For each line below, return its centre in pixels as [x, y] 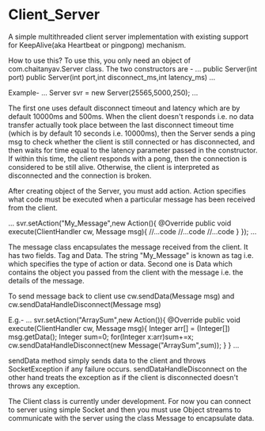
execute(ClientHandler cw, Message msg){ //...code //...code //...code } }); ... [132, 231]
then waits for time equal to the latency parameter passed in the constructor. [133, 150]
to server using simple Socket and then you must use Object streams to [125, 410]
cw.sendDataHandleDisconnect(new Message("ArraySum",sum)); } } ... [124, 345]
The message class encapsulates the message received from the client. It [128, 247]
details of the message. [46, 280]
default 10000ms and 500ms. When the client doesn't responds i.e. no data [131, 116]
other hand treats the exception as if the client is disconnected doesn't [123, 377]
